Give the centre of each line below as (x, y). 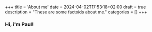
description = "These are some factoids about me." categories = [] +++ (76, 12)
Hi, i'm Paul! (19, 24)
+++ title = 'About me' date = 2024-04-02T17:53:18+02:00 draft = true (76, 7)
